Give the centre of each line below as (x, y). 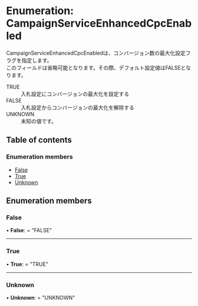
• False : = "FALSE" (29, 231)
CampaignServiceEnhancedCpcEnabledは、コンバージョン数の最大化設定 (96, 53)
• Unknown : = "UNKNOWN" (41, 297)
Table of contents (39, 140)
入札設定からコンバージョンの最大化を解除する (77, 107)
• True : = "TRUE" (27, 264)
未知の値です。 (39, 121)
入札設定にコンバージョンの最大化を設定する (75, 94)
